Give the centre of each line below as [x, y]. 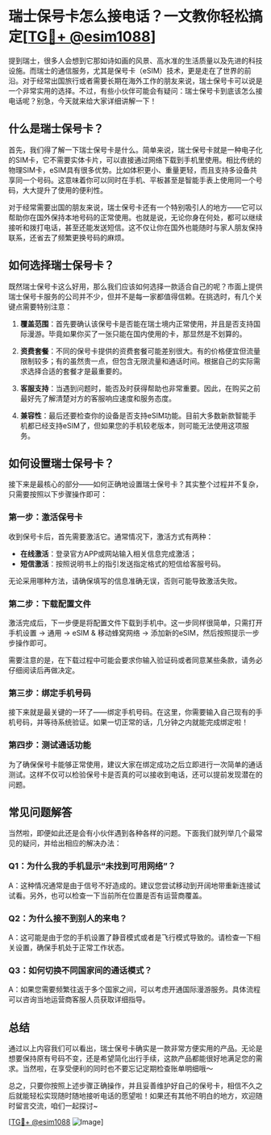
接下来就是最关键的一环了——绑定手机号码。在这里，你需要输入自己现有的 [132, 712]
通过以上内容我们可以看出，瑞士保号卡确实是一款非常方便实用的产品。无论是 [135, 1049]
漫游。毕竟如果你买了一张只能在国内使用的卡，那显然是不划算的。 [137, 334]
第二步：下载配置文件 [50, 603]
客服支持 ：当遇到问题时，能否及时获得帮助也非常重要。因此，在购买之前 [140, 388]
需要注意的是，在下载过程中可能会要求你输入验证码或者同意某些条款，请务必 [135, 660]
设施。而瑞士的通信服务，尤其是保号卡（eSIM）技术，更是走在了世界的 [126, 70]
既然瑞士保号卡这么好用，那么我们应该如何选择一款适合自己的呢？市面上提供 [135, 286]
